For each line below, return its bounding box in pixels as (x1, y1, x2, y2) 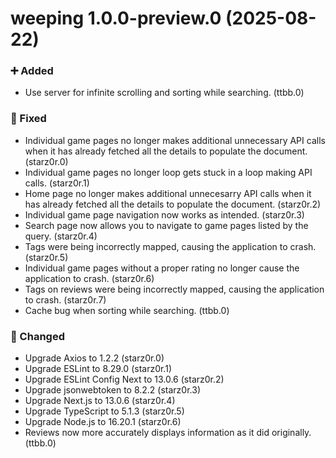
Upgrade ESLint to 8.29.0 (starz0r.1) (24, 363, 172, 375)
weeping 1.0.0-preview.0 (10, 7, 222, 30)
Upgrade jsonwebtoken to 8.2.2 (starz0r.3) (24, 384, 201, 396)
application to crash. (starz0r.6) (24, 272, 155, 284)
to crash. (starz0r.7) (24, 293, 107, 306)
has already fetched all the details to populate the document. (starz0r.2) (24, 198, 322, 210)
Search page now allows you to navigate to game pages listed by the (24, 219, 309, 231)
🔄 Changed (10, 329, 65, 343)
